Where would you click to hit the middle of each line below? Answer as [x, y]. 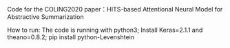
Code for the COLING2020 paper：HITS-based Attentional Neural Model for [115, 9]
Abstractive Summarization [45, 17]
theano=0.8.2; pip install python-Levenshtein [71, 37]
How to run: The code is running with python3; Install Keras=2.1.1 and [105, 30]
